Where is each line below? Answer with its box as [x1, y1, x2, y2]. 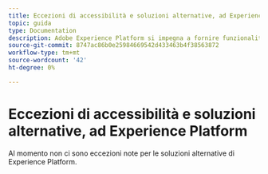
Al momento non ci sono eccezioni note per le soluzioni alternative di [8, 148, 235, 158]
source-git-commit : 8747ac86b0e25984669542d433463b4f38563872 [8, 42, 219, 49]
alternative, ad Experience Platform [8, 121, 248, 140]
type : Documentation [8, 26, 77, 34]
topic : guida [8, 19, 52, 27]
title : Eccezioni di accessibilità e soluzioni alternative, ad [8, 11, 227, 20]
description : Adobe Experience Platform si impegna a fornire [8, 34, 219, 42]
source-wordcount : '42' [8, 57, 88, 65]
